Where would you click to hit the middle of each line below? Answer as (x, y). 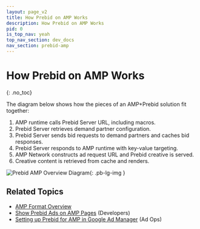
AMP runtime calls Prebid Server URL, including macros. (85, 122)
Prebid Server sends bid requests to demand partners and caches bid (102, 135)
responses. (29, 141)
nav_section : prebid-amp (38, 46)
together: (18, 110)
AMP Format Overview (43, 206)
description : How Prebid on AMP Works (55, 23)
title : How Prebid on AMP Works (47, 18)
